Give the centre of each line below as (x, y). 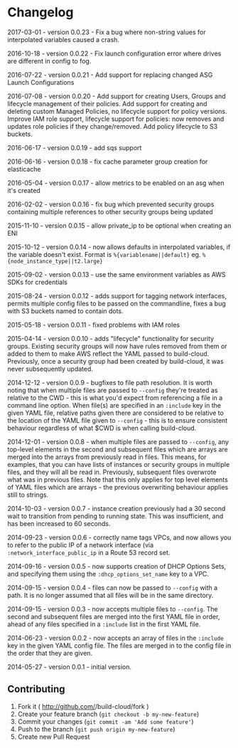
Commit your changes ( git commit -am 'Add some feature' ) (106, 721)
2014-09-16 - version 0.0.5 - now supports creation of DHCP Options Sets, (117, 566)
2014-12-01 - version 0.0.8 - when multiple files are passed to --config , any (118, 441)
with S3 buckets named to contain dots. (65, 311)
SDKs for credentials (38, 282)
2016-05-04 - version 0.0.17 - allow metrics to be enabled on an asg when (116, 183)
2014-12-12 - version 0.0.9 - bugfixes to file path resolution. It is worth (110, 382)
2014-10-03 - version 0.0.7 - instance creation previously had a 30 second (117, 508)
